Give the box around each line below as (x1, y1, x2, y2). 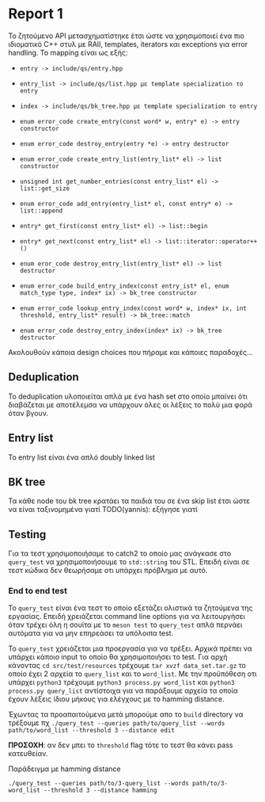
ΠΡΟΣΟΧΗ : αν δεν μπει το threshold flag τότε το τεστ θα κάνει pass (8, 740, 233, 750)
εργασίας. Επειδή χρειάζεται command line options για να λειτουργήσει (8, 612, 245, 621)
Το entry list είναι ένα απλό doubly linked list (8, 453, 156, 462)
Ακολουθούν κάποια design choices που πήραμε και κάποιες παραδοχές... (8, 347, 253, 357)
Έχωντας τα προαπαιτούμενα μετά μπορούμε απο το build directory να (8, 710, 244, 720)
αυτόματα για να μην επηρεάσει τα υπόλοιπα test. (8, 628, 174, 638)
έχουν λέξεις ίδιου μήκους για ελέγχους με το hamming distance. (8, 694, 225, 704)
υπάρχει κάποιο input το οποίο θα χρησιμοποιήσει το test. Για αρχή (8, 652, 228, 662)
